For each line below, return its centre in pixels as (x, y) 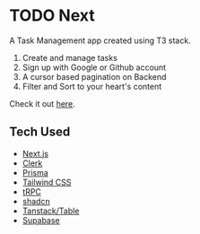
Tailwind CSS (47, 182)
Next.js (35, 153)
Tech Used (40, 132)
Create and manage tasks (70, 57)
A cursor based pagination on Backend (94, 76)
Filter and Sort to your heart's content (92, 86)
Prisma (35, 172)
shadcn (36, 201)
